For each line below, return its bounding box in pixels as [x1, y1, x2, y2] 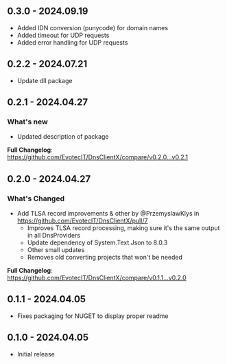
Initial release [16, 350, 55, 358]
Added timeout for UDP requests [16, 31, 110, 39]
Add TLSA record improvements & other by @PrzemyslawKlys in [16, 209, 200, 217]
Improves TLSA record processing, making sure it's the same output [27, 224, 220, 232]
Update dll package [16, 76, 73, 84]
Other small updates [27, 246, 85, 253]
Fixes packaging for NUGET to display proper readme [16, 312, 169, 320]
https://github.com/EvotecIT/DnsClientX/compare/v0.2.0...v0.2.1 [7, 153, 189, 161]
